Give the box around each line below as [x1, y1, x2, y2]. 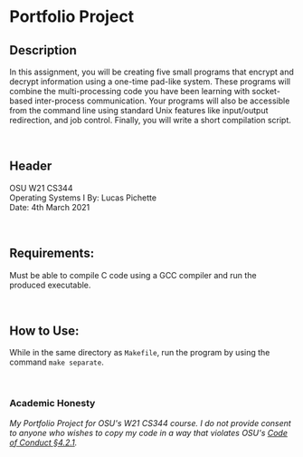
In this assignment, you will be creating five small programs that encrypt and [9, 66, 294, 77]
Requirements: [9, 246, 95, 261]
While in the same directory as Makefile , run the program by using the [9, 347, 270, 358]
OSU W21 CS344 [9, 182, 73, 193]
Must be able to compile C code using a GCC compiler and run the [9, 269, 257, 280]
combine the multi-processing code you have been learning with [9, 86, 251, 96]
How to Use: [9, 324, 80, 339]
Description [9, 43, 77, 58]
